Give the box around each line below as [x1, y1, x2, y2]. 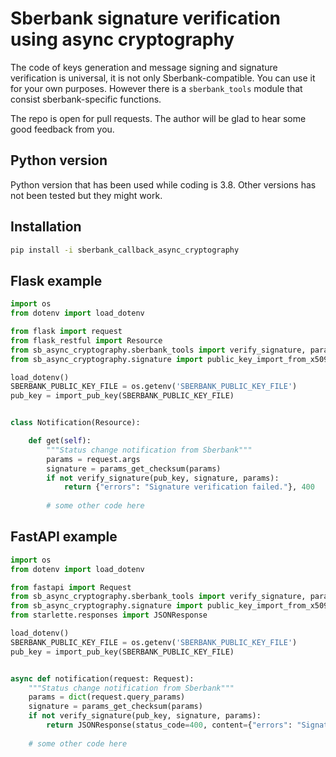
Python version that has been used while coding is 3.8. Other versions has [10, 178, 317, 191]
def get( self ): [28, 436, 92, 446]
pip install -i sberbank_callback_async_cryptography [10, 245, 240, 255]
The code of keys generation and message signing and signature [10, 61, 278, 73]
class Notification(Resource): [10, 418, 141, 428]
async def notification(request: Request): [10, 673, 195, 684]
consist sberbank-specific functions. [10, 93, 162, 105]
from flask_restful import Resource [10, 335, 163, 346]
